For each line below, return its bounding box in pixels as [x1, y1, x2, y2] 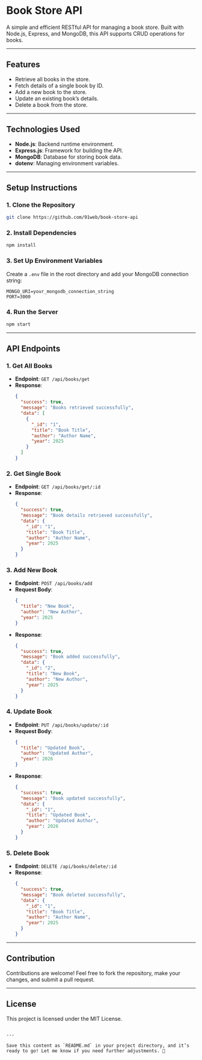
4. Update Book [6, 707, 52, 716]
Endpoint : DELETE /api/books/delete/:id [14, 863, 117, 870]
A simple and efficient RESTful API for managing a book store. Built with [6, 24, 184, 31]
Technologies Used [6, 124, 80, 134]
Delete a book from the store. [14, 101, 88, 109]
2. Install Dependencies [6, 229, 77, 237]
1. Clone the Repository [6, 200, 75, 209]
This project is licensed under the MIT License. [6, 1015, 123, 1022]
